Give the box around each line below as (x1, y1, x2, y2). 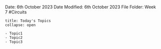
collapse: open (5, 23, 36, 27)
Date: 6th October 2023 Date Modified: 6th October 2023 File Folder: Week (5, 4, 156, 10)
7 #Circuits (5, 9, 27, 15)
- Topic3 (5, 39, 23, 44)
